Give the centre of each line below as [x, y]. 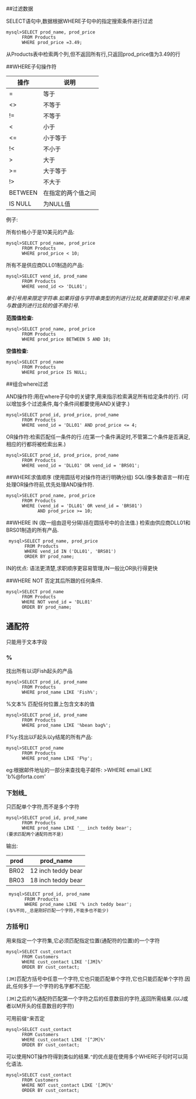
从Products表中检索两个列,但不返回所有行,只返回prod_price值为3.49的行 [93, 54]
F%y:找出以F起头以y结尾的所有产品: [49, 737]
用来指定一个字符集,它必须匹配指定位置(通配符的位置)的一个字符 [83, 940]
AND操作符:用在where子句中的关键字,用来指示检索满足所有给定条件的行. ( [95, 396]
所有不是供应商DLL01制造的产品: [45, 265]
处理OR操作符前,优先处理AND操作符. [50, 484]
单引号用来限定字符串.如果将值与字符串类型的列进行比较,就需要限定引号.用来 [98, 298]
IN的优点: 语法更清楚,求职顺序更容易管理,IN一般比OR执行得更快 [82, 568]
